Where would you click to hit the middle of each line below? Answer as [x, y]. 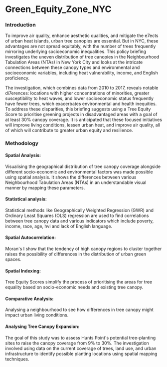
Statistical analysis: [26, 199]
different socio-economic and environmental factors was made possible [79, 171]
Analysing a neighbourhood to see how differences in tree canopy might [79, 310]
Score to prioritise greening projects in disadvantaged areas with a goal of [81, 114]
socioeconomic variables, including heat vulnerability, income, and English [82, 73]
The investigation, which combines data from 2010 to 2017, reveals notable [82, 88]
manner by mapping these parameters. [45, 187]
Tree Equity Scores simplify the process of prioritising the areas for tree [79, 282]
